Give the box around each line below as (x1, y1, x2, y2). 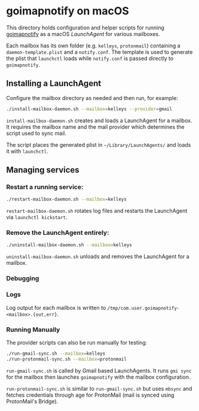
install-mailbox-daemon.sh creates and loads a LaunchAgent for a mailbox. (6, 117, 192, 124)
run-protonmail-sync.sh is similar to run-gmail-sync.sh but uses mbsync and (6, 385, 192, 392)
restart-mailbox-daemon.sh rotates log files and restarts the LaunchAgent (6, 207, 188, 214)
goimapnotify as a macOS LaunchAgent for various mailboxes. (6, 30, 160, 37)
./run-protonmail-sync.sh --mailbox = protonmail (6, 356, 127, 362)
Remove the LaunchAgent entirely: (6, 229, 109, 237)
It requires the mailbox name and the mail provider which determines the (6, 123, 185, 130)
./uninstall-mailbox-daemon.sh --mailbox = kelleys (6, 242, 133, 248)
